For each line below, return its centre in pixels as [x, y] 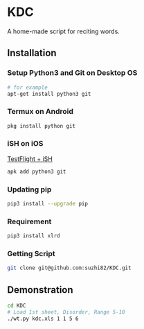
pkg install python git [42, 126]
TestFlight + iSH [30, 159]
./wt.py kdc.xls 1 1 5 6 [43, 319]
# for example [28, 87]
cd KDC [17, 306]
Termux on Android [40, 112]
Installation [32, 53]
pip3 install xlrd [34, 236]
